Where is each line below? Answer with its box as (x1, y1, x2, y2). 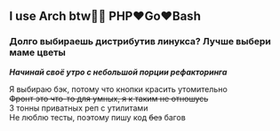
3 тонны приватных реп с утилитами (9, 103, 148, 113)
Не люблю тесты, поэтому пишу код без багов (9, 112, 187, 122)
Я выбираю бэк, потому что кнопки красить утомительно (9, 83, 228, 94)
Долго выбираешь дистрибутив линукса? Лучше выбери (9, 35, 271, 48)
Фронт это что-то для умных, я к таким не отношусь (9, 93, 209, 104)
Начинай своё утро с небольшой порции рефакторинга (9, 66, 228, 77)
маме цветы (9, 46, 67, 58)
